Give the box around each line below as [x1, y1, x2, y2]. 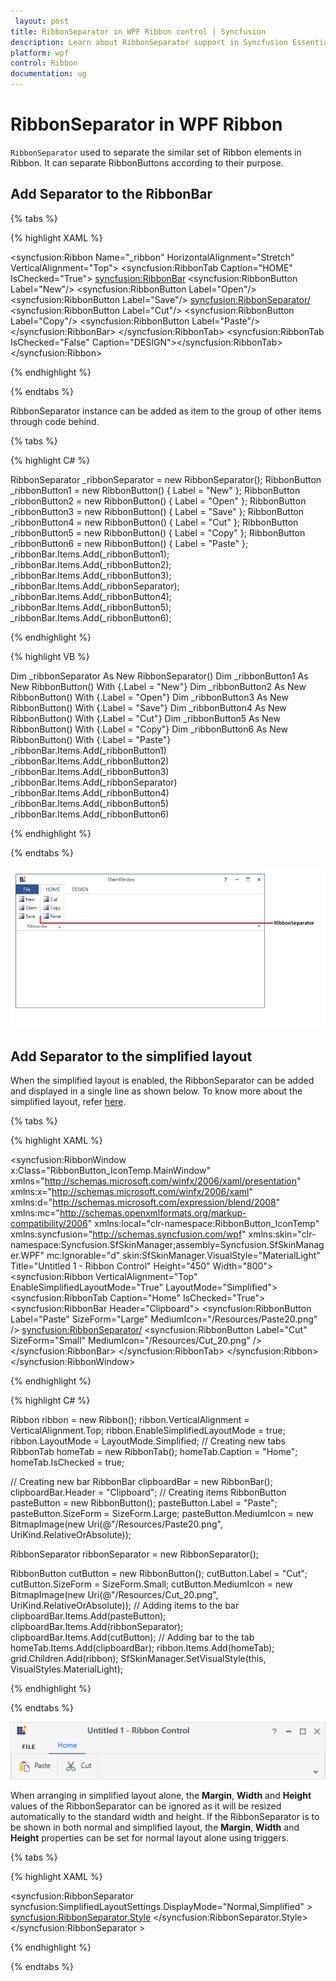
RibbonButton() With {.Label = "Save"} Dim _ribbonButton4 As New [10, 701, 287, 714]
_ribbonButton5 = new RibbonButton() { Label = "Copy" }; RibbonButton [10, 526, 306, 539]
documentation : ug [10, 69, 87, 79]
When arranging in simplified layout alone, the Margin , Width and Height [10, 1789, 312, 1801]
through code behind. [10, 415, 100, 427]
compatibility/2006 [10, 1218, 88, 1229]
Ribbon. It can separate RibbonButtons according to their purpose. [10, 156, 284, 169]
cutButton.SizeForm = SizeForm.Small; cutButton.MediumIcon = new [10, 1578, 293, 1590]
